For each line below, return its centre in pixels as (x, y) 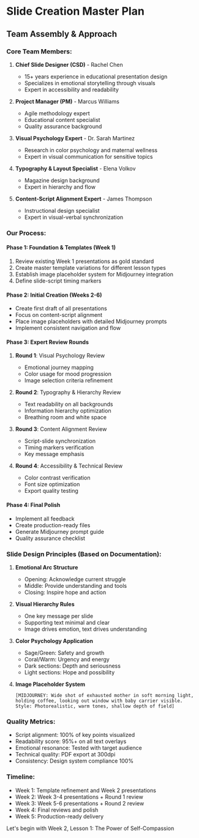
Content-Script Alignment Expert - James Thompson (84, 199)
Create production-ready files (53, 525)
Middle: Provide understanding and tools (76, 585)
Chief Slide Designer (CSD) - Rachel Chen (69, 64)
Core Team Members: (39, 51)
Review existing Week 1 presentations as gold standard (84, 261)
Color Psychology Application (54, 641)
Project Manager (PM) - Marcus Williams (67, 101)
